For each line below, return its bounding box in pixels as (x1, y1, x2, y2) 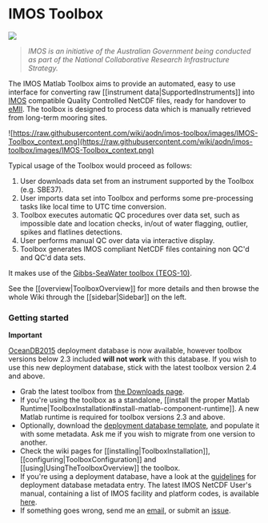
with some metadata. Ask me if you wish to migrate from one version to (19, 429, 256, 439)
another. (19, 437, 48, 448)
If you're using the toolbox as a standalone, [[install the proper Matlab (19, 395, 250, 405)
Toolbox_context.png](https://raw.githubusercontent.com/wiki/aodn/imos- (8, 137, 254, 146)
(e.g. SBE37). (19, 185, 64, 194)
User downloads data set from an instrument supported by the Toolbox (19, 176, 254, 186)
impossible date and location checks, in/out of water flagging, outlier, (19, 218, 249, 228)
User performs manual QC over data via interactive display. (19, 235, 215, 245)
